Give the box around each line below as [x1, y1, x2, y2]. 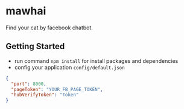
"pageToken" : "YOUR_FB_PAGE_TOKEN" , [11, 86, 103, 92]
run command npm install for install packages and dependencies [14, 57, 179, 64]
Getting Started [5, 41, 65, 52]
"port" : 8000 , [11, 81, 46, 87]
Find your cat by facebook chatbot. [5, 24, 93, 31]
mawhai [5, 4, 46, 18]
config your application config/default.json [14, 63, 125, 71]
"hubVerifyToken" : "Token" [11, 92, 79, 98]
